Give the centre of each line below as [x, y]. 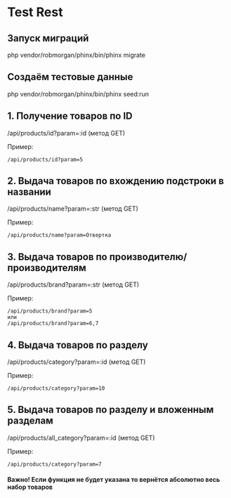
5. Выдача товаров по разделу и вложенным [111, 410]
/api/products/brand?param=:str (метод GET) [73, 284]
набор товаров [30, 487]
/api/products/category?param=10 [56, 388]
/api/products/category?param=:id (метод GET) [77, 362]
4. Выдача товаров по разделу [78, 345]
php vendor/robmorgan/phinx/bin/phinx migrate [77, 55]
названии [29, 192]
